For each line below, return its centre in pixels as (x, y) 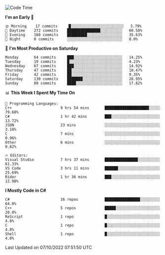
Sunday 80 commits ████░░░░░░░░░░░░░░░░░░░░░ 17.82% (74, 83)
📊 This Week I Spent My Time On (40, 93)
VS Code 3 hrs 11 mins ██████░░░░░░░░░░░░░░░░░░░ (83, 168)
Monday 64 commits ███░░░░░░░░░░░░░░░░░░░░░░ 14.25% (74, 57)
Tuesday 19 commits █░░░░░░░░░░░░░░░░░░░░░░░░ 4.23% (73, 62)
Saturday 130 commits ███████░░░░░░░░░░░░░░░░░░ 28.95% (74, 79)
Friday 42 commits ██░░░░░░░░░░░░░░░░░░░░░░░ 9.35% (73, 74)
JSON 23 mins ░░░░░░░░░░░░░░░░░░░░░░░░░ (83, 125)
